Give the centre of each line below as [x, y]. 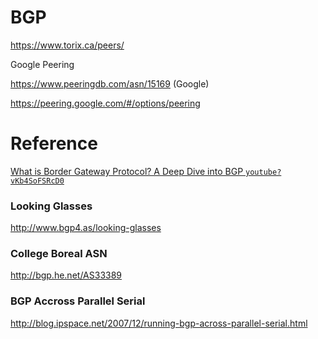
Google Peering [42, 64]
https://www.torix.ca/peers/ [67, 45]
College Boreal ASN [59, 254]
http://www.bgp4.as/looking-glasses [86, 228]
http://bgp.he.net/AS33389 [66, 275]
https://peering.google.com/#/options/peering [105, 103]
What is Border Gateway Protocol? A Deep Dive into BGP [127, 171]
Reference [54, 143]
